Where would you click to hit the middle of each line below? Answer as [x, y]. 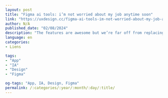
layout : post [19, 10]
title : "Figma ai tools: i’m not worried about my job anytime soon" [79, 14]
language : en [19, 38]
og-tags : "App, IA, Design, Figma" [42, 83]
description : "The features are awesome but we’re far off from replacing [85, 33]
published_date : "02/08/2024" [37, 28]
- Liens [13, 47]
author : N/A [17, 24]
